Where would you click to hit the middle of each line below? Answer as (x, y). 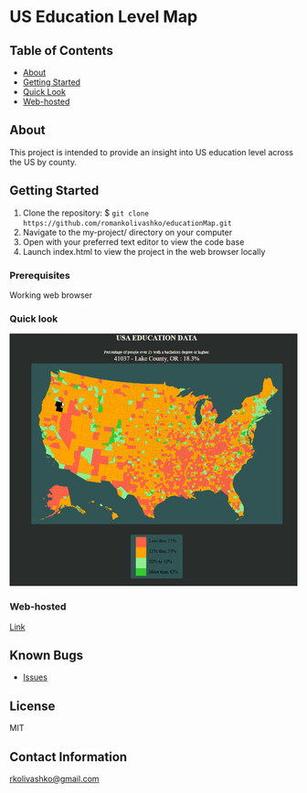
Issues (35, 677)
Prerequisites (40, 275)
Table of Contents (62, 51)
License (32, 706)
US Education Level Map (104, 17)
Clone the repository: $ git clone (85, 213)
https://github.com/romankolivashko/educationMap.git (127, 223)
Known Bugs (47, 655)
